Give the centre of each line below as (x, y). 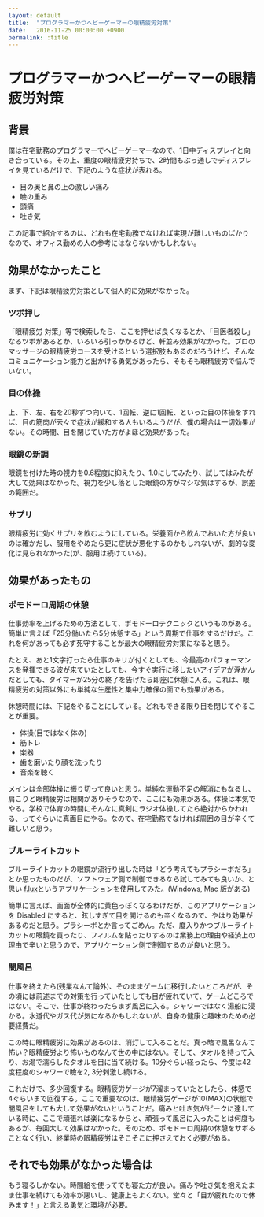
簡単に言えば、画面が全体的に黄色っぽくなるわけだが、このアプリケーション (132, 906)
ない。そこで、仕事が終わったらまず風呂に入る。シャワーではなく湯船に (132, 1006)
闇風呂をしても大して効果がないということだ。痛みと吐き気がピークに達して (132, 1108)
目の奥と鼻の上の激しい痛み (64, 187)
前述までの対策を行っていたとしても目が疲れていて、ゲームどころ (141, 996)
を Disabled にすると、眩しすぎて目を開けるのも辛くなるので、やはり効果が (131, 915)
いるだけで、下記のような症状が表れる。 (101, 170)
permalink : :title (38, 37)
